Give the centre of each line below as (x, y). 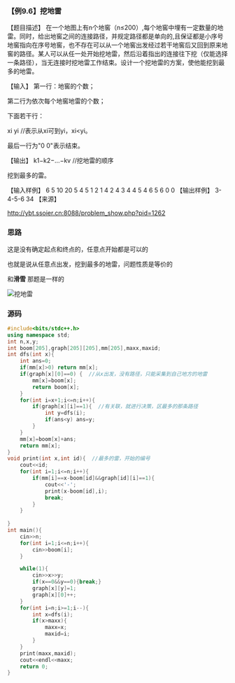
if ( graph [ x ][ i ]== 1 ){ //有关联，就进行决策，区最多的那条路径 (115, 407)
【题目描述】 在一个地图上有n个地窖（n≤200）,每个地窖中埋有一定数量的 (112, 28)
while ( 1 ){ (34, 569)
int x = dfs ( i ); (53, 614)
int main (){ (24, 530)
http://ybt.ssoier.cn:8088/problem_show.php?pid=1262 (86, 213)
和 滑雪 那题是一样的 (36, 279)
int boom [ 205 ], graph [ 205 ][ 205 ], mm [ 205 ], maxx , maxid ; (84, 348)
